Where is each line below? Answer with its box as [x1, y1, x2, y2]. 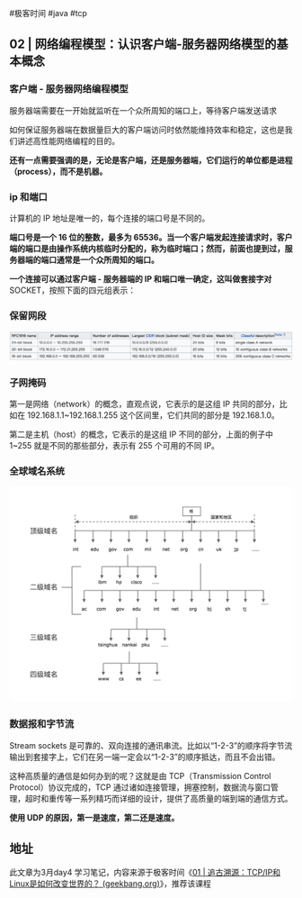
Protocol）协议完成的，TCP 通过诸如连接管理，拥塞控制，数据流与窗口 [9, 782, 271, 793]
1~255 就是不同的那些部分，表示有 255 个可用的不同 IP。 [9, 440, 220, 451]
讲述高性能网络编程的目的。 [16, 135, 120, 146]
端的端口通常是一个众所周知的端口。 [24, 254, 159, 265]
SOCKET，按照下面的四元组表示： [9, 285, 137, 295]
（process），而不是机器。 [9, 166, 108, 177]
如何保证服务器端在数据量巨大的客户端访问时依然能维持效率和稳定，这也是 [9, 124, 285, 135]
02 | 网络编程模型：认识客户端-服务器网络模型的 [9, 37, 277, 52]
